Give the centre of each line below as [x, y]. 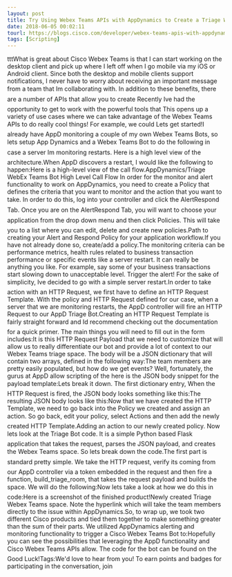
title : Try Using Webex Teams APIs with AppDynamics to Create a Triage [114, 20]
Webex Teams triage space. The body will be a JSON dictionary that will [110, 354]
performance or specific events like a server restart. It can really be [103, 259]
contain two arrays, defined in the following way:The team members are [109, 361]
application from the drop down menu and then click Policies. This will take [114, 220]
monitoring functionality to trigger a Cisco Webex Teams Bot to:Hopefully [111, 534]
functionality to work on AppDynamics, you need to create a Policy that [108, 185]
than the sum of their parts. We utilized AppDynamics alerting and [101, 526]
